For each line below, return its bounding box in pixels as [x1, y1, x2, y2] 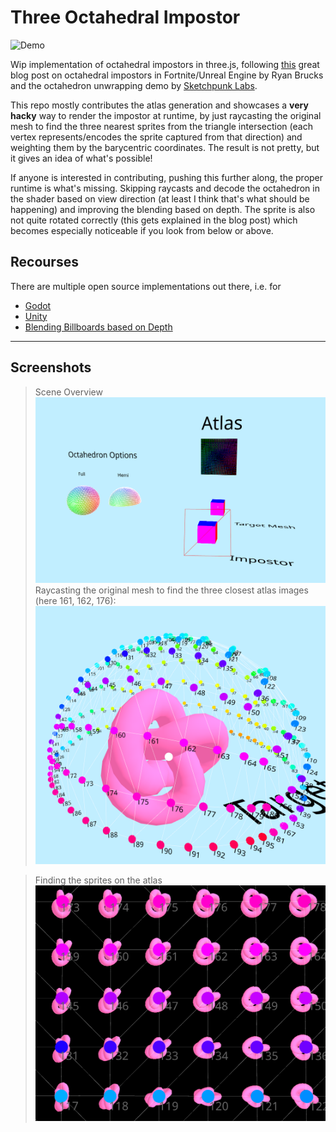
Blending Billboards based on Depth [24, 321, 173, 333]
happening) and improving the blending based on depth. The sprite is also [10, 203, 316, 215]
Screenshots [10, 359, 92, 376]
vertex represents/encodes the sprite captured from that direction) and [10, 131, 303, 143]
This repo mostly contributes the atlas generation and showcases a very [10, 99, 309, 111]
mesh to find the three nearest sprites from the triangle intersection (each [10, 120, 313, 132]
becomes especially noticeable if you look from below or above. [10, 224, 274, 236]
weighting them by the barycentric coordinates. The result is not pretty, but [10, 141, 320, 153]
